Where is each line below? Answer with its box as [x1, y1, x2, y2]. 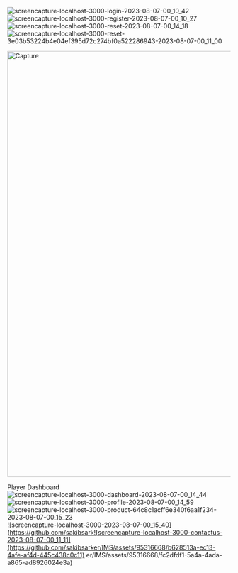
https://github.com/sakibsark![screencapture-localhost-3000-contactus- [9, 528, 223, 536]
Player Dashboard [7, 483, 60, 491]
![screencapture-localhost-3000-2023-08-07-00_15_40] [7, 520, 172, 529]
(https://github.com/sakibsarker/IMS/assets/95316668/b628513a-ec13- [7, 543, 216, 552]
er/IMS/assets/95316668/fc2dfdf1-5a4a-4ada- [86, 551, 223, 559]
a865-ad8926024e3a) [7, 558, 73, 567]
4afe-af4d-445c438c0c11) [7, 551, 85, 559]
